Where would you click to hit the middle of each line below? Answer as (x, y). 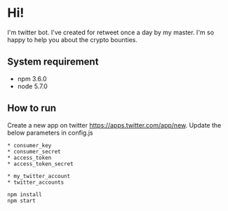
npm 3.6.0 (32, 79)
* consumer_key (29, 145)
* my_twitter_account (39, 176)
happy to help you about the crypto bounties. (73, 39)
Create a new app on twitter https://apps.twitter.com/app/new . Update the (114, 125)
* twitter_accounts (36, 182)
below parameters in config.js (50, 132)
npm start (22, 200)
